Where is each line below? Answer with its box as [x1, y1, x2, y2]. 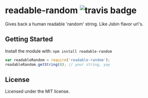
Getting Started [5, 35, 53, 43]
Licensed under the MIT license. [5, 88, 70, 95]
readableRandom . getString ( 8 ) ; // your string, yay [5, 62, 110, 67]
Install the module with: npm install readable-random [5, 48, 112, 54]
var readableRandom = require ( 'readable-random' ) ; [5, 58, 110, 62]
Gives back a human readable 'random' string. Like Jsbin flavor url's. [5, 21, 144, 27]
